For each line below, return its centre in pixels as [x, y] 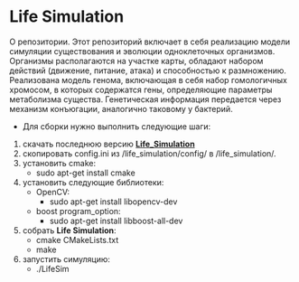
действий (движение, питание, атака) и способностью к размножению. [148, 70]
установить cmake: [59, 163]
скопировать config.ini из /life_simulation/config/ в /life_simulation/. [149, 153]
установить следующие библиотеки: [93, 182]
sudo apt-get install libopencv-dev [113, 202]
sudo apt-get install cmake [85, 173]
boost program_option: [78, 211]
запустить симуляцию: [66, 258]
